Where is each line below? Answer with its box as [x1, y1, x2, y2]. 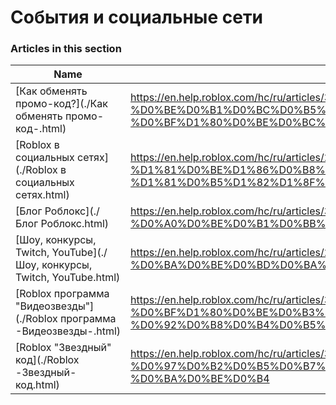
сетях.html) [15, 188, 70, 202]
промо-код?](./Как [15, 97, 108, 111]
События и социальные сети [10, 6, 263, 29]
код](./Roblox [15, 353, 80, 367]
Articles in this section [10, 42, 122, 56]
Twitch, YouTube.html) [15, 271, 121, 285]
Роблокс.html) [40, 217, 110, 231]
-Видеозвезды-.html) [15, 324, 122, 338]
